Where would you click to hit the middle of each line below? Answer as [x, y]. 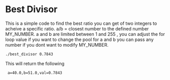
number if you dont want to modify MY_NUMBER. [57, 45]
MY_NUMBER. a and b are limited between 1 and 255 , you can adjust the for [85, 34]
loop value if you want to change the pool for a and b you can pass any [79, 39]
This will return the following [35, 63]
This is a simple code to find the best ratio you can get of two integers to [81, 23]
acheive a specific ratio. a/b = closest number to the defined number [77, 28]
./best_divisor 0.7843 [29, 54]
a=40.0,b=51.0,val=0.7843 [35, 73]
